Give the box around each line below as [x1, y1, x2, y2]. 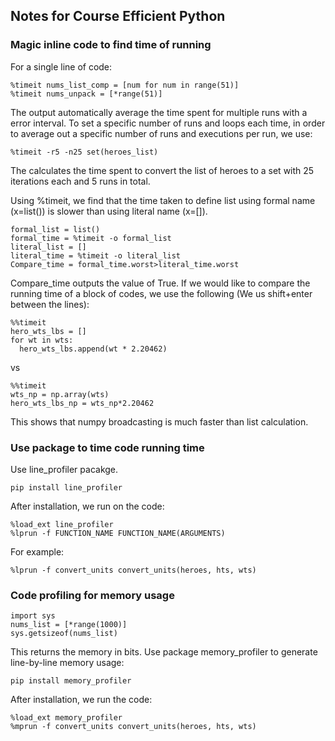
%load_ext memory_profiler [10, 713, 123, 723]
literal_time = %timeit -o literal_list [10, 250, 182, 261]
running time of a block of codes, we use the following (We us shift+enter [10, 287, 313, 299]
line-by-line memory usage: [10, 657, 125, 669]
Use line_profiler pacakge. [10, 463, 119, 475]
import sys [10, 611, 56, 621]
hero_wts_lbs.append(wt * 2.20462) [19, 344, 168, 354]
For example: [10, 545, 65, 558]
